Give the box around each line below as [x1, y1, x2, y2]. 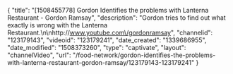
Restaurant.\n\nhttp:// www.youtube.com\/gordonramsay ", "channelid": [7, 28, 213, 37]
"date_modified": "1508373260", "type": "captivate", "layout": [7, 44, 186, 51]
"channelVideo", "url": [7, 51, 72, 59]
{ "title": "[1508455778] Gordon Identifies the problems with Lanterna [7, 6, 209, 14]
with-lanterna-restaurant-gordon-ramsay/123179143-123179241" [7, 58, 195, 66]
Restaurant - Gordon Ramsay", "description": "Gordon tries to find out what [7, 13, 226, 22]
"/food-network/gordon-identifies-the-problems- [73, 51, 216, 59]
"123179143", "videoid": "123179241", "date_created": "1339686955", [7, 36, 207, 44]
